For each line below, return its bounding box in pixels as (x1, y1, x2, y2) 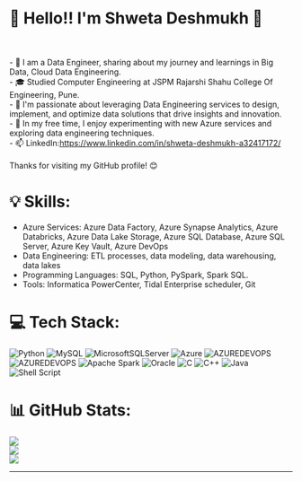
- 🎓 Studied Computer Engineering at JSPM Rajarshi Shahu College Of (9, 76, 273, 87)
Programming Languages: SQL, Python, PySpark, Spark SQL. (22, 269, 249, 280)
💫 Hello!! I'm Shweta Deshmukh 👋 (9, 8, 263, 29)
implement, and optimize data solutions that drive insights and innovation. (9, 108, 282, 119)
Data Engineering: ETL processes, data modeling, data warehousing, (22, 250, 277, 261)
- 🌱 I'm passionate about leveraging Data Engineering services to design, (9, 99, 280, 109)
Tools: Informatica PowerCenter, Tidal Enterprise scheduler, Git (22, 278, 256, 290)
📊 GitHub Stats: (9, 400, 132, 420)
